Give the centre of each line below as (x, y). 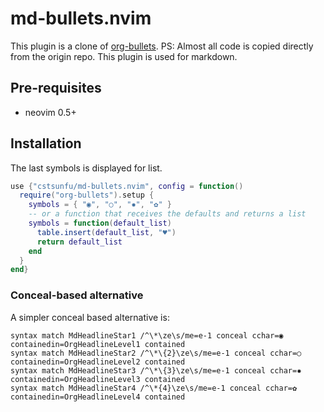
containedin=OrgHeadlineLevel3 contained (98, 379)
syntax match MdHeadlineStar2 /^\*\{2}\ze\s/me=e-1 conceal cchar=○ (156, 353)
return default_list (79, 242)
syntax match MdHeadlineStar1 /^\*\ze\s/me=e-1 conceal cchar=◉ (147, 335)
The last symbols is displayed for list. (86, 168)
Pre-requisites (56, 88)
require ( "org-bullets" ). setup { (87, 195)
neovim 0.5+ (50, 112)
